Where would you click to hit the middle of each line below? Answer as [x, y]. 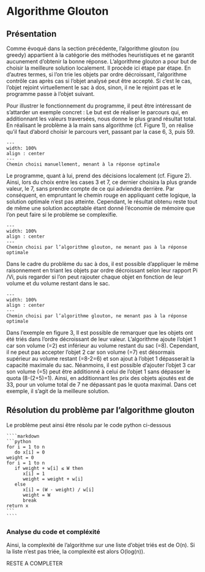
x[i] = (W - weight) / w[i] [58, 490]
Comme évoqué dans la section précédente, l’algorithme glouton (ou [93, 48]
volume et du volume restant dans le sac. [58, 283]
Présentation [32, 34]
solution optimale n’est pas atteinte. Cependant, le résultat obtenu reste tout [102, 202]
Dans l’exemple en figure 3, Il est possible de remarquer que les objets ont [100, 332]
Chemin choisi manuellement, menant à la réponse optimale [83, 164]
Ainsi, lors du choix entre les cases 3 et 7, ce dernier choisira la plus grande [102, 182]
